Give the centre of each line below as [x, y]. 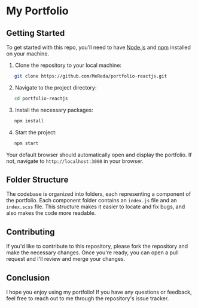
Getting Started [36, 33]
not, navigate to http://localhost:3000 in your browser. [75, 161]
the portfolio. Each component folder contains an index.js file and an [92, 201]
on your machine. [28, 54]
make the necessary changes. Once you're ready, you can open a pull [92, 252]
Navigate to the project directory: [56, 87]
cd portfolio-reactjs [41, 98]
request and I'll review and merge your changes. [66, 259]
